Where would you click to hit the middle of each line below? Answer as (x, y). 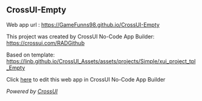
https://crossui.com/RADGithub (46, 43)
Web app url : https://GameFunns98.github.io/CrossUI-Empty (83, 24)
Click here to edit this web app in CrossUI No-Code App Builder (86, 79)
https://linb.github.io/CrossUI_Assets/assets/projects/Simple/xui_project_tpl (101, 61)
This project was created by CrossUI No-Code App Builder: (81, 37)
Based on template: (31, 55)
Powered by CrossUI (32, 91)
